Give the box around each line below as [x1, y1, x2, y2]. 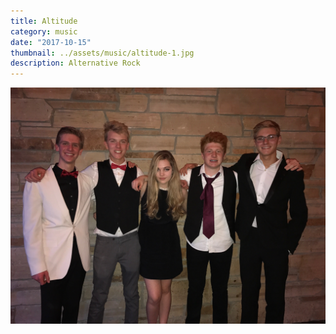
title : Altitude [10, 16, 78, 26]
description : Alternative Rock [10, 58, 141, 69]
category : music [10, 26, 78, 37]
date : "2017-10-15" [10, 37, 92, 47]
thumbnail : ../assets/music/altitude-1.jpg [10, 48, 195, 58]
